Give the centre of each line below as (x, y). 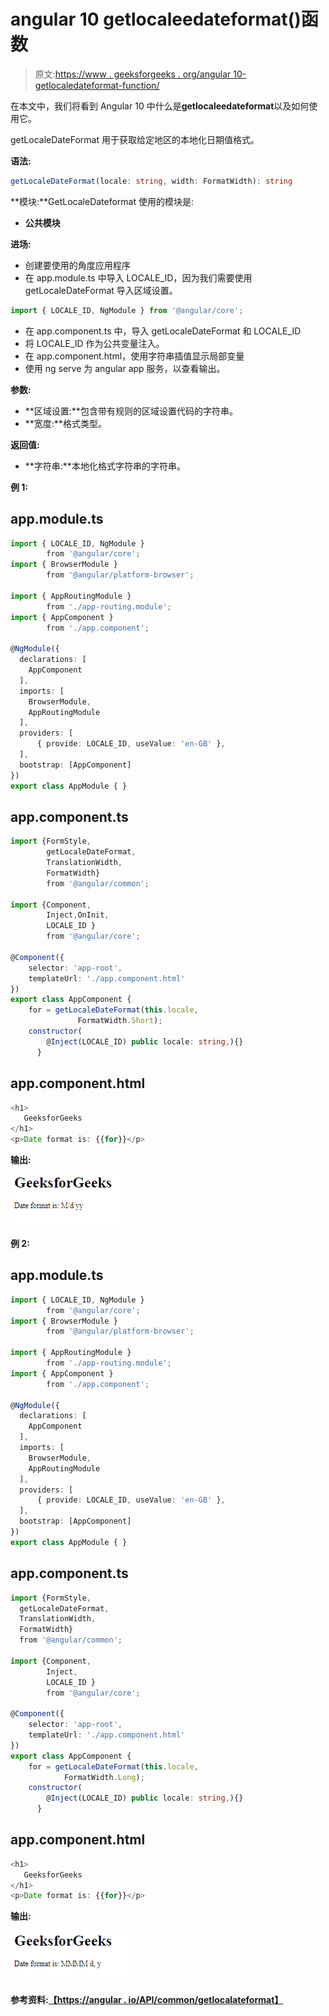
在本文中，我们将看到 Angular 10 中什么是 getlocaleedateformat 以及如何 (160, 106)
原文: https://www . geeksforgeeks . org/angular (133, 74)
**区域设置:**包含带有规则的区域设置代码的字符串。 (131, 411)
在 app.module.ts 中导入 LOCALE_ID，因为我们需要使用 (138, 277)
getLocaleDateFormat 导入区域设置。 (101, 290)
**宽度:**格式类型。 (65, 423)
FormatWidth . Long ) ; (104, 1777)
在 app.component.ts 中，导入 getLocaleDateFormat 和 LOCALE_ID (163, 331)
